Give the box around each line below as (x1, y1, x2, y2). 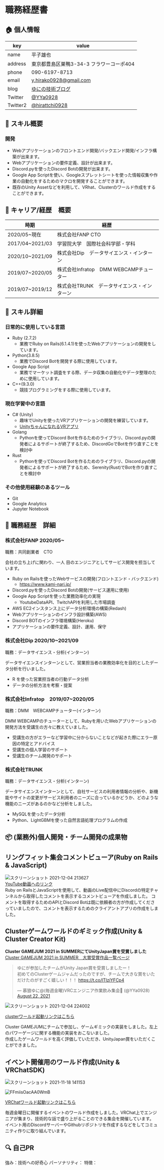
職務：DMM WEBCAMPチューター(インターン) (5, 708, 101, 713)
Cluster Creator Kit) (5, 935, 66, 943)
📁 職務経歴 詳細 (5, 521, 56, 530)
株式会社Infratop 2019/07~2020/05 (5, 695, 94, 702)
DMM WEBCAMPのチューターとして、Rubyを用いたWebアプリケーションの (5, 718, 157, 724)
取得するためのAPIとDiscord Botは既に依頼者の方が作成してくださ (21, 899, 155, 905)
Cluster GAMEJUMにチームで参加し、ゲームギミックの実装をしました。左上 (5, 1024, 158, 1030)
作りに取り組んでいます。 (18, 1128, 69, 1134)
